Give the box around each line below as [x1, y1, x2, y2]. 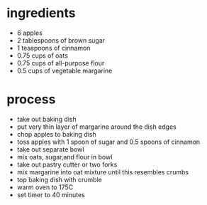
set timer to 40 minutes [16, 190, 86, 199]
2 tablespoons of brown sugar [16, 36, 106, 44]
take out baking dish [16, 115, 77, 123]
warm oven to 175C [16, 183, 74, 191]
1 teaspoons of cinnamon [16, 43, 91, 52]
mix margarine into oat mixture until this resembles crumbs [16, 167, 189, 176]
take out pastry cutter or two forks [16, 160, 118, 169]
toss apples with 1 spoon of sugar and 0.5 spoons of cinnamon [16, 137, 201, 146]
